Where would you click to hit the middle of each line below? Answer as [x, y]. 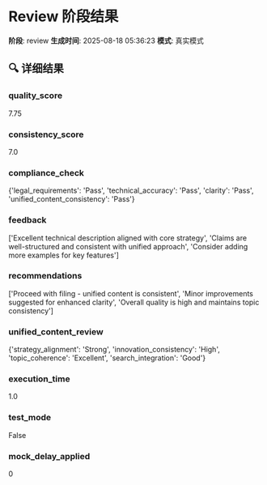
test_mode [30, 418]
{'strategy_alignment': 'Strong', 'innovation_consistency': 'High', [114, 350]
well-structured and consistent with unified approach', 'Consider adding [128, 246]
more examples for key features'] [64, 255]
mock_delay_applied [49, 456]
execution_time [39, 379]
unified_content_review [56, 331]
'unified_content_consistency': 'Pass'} [72, 199]
